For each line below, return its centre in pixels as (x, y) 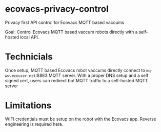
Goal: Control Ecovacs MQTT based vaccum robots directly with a (71, 32)
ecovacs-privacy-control (57, 9)
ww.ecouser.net (20, 76)
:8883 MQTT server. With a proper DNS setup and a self (92, 75)
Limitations (28, 105)
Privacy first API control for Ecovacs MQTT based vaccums (65, 22)
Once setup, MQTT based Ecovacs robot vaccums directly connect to (75, 70)
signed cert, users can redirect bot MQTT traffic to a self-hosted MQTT (77, 80)
